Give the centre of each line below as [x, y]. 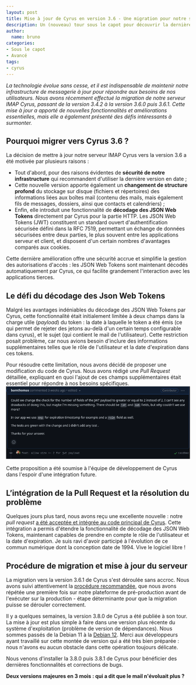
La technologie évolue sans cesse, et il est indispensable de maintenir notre [97, 85]
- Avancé [17, 56]
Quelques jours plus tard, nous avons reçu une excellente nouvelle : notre [94, 516]
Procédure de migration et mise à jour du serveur [97, 566]
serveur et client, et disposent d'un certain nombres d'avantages [92, 241]
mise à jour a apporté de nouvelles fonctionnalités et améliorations [87, 110]
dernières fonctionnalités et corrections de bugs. [65, 665]
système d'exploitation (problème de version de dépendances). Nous [89, 629]
